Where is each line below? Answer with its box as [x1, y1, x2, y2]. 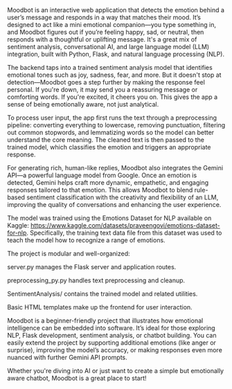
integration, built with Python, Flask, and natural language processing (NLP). [7, 50, 225, 58]
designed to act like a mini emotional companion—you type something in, [7, 21, 217, 28]
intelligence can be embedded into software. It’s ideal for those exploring [7, 324, 216, 332]
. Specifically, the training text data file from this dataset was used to [26, 228, 222, 237]
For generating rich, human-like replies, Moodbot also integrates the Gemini [7, 164, 224, 172]
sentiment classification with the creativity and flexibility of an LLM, [26, 193, 219, 201]
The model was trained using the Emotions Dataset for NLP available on [7, 214, 212, 222]
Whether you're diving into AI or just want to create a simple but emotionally [7, 367, 224, 374]
